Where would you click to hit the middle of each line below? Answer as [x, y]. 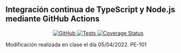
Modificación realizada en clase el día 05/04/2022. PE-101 [76, 44]
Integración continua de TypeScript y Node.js [90, 10]
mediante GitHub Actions [53, 19]
